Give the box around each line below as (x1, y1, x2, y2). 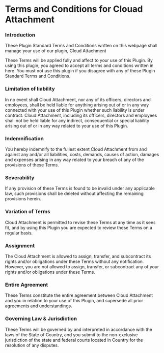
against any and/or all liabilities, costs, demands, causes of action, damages (5, 152, 159, 158)
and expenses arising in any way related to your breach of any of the (5, 157, 144, 163)
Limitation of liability (5, 85, 55, 92)
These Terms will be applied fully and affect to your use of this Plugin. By (5, 58, 153, 64)
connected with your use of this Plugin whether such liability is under (5, 107, 145, 113)
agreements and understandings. (5, 303, 72, 309)
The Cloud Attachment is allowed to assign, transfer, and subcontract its (5, 253, 151, 259)
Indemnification (5, 135, 44, 142)
